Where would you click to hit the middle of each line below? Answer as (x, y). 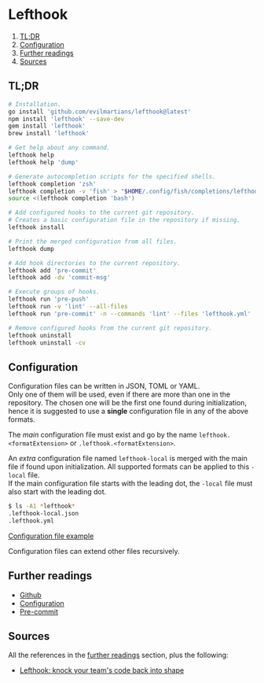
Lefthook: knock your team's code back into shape (102, 670)
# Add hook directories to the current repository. (94, 263)
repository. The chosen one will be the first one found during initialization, (128, 403)
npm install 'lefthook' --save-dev (66, 119)
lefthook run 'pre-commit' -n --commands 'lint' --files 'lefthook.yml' (130, 314)
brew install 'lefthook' (49, 134)
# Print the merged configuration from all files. (93, 242)
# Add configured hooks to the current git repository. (101, 213)
